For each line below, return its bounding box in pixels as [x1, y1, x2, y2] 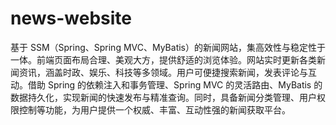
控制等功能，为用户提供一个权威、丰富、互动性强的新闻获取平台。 [18, 103, 291, 116]
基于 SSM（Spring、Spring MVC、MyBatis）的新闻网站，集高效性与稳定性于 [10, 41, 326, 53]
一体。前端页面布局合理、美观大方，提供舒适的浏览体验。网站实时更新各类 [10, 53, 317, 66]
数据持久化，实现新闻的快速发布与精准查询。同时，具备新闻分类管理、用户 [10, 91, 317, 103]
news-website [10, 7, 132, 30]
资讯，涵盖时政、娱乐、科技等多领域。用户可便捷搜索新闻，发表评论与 [18, 66, 308, 78]
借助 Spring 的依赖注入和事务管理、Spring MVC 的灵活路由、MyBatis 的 [27, 78, 323, 91]
